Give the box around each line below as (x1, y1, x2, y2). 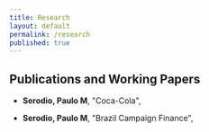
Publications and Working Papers (9, 71, 201, 86)
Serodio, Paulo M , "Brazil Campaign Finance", (22, 113, 194, 124)
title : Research (9, 13, 70, 22)
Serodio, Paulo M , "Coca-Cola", (22, 95, 141, 106)
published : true (9, 38, 70, 48)
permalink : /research (9, 30, 91, 39)
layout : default (9, 22, 70, 31)
